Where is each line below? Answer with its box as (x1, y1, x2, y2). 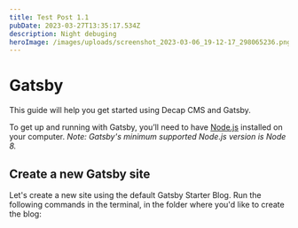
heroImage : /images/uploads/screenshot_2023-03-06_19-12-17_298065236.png (9, 37, 292, 47)
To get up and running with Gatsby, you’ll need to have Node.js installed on (9, 122, 284, 133)
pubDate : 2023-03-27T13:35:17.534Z (9, 21, 141, 30)
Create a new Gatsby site (9, 166, 151, 181)
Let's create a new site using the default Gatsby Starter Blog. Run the (9, 190, 262, 200)
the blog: (9, 209, 42, 219)
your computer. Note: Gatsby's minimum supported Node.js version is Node (9, 132, 286, 142)
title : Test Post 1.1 (9, 12, 90, 22)
